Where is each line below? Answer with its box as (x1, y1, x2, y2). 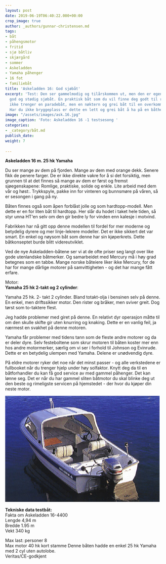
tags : (5, 29, 16, 34)
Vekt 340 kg (5, 528, 30, 534)
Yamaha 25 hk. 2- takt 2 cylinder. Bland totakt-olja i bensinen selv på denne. (5, 294, 161, 300)
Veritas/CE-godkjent (5, 553, 47, 559)
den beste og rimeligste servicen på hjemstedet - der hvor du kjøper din (5, 381, 152, 387)
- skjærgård (5, 55, 30, 60)
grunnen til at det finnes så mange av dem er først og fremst (5, 178, 128, 184)
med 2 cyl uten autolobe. (5, 548, 56, 554)
